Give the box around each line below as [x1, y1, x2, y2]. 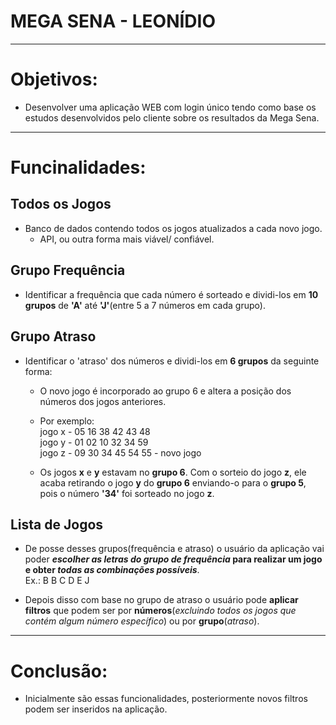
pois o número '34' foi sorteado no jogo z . [39, 487, 215, 499]
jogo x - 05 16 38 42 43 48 [39, 425, 151, 437]
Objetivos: [10, 68, 98, 91]
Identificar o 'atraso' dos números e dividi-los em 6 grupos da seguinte [24, 355, 320, 367]
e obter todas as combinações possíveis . [24, 564, 200, 576]
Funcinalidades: [10, 156, 147, 179]
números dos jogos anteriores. [39, 395, 167, 407]
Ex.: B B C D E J [24, 575, 90, 587]
